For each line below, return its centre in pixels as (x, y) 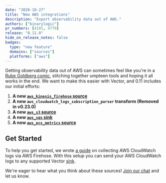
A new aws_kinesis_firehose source (50, 96)
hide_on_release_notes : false (37, 38)
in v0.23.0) (24, 107)
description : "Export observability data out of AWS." (63, 19)
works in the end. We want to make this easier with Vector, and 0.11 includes (83, 81)
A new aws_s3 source (34, 112)
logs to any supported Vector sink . (40, 161)
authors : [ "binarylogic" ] (32, 24)
